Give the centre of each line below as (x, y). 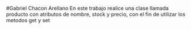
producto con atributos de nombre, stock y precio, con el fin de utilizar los (96, 14)
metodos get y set (28, 20)
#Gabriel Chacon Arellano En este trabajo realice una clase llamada (88, 8)
